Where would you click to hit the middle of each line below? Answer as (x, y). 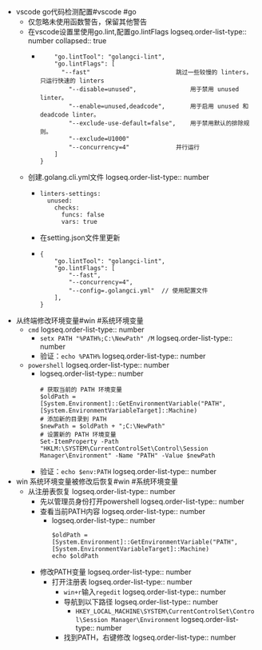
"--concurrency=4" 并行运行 (134, 147)
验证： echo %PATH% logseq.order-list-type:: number (123, 356)
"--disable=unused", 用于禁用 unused (154, 90)
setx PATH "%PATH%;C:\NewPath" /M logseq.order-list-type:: (136, 338)
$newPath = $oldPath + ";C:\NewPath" (102, 426)
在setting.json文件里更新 (80, 237)
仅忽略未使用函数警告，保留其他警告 (87, 22)
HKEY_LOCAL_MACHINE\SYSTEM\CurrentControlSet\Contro (165, 612)
